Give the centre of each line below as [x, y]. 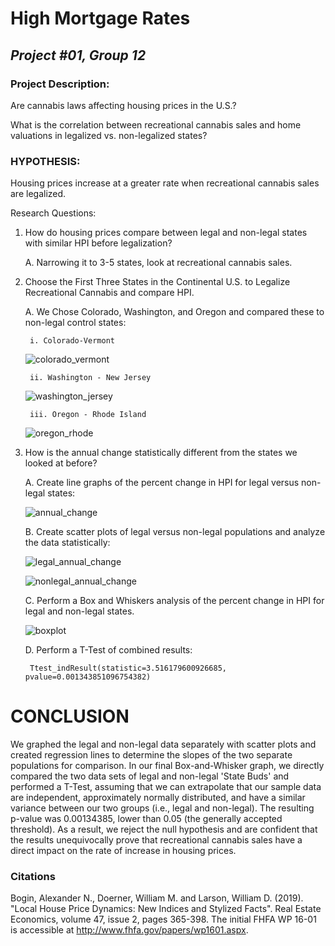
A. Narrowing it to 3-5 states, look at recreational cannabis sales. [158, 263]
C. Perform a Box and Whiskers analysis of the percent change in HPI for [174, 601]
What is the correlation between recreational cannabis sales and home [156, 124]
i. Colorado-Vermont [72, 341]
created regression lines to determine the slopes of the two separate [151, 755]
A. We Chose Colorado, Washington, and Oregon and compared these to [174, 312]
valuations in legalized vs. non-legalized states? [109, 135]
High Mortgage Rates [100, 18]
